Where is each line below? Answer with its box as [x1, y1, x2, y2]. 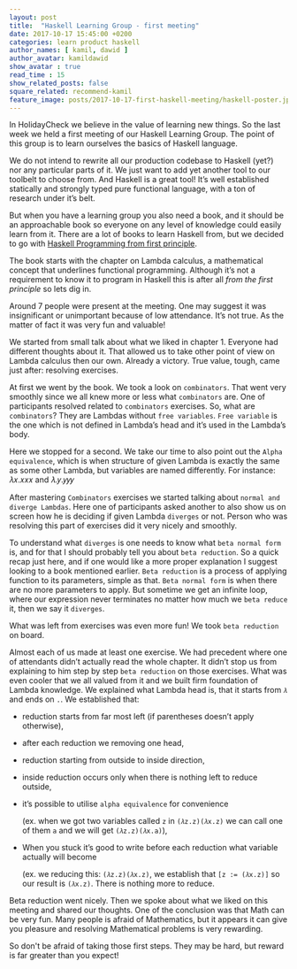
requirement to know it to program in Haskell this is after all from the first [9, 274, 274, 285]
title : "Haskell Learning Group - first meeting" [9, 21, 200, 30]
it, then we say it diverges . [9, 604, 105, 614]
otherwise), [21, 720, 64, 731]
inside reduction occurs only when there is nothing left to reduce [21, 772, 258, 783]
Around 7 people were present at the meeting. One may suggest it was [9, 301, 267, 311]
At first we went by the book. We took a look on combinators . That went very [9, 382, 287, 393]
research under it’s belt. [9, 193, 95, 204]
